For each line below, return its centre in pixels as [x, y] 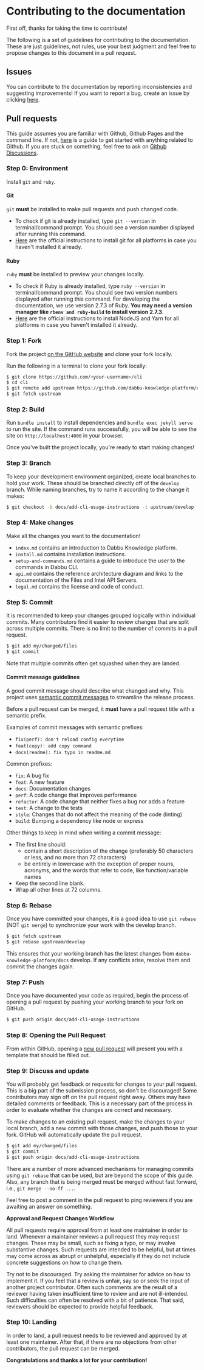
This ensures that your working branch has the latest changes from [90, 954]
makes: [15, 496]
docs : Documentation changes [53, 789]
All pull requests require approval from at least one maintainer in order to [97, 1230]
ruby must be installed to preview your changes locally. [75, 274]
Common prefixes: [29, 764]
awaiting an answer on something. [49, 1206]
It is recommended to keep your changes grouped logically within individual [101, 615]
